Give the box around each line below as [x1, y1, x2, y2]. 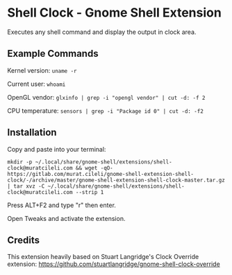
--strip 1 [75, 188, 104, 195]
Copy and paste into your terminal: [7, 145, 106, 153]
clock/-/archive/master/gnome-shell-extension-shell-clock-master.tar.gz [7, 177, 226, 184]
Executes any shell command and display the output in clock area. [7, 28, 197, 36]
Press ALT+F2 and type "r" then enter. [7, 201, 117, 209]
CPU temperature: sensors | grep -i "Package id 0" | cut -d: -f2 [7, 106, 204, 115]
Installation [7, 127, 57, 139]
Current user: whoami [7, 80, 66, 88]
